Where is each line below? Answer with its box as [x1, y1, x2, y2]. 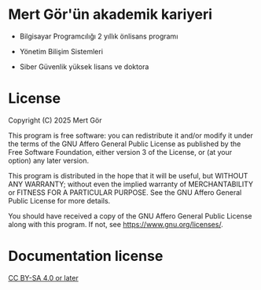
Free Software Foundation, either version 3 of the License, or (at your [8, 147, 233, 156]
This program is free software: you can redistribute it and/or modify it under [8, 130, 253, 140]
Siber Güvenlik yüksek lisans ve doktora [19, 61, 149, 72]
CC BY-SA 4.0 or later [8, 273, 79, 282]
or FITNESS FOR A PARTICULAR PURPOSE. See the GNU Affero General [8, 187, 242, 197]
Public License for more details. [8, 196, 111, 205]
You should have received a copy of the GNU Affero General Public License [8, 211, 252, 221]
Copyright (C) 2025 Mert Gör [8, 116, 102, 125]
